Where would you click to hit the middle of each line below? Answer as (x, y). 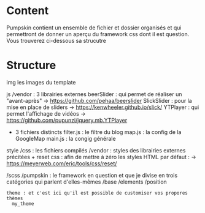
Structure (31, 65)
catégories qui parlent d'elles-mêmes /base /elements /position (87, 182)
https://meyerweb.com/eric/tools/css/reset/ (62, 163)
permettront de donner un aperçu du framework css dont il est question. (98, 34)
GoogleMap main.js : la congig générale (65, 138)
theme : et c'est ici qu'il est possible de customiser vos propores (97, 193)
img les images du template (41, 82)
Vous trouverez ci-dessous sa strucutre (56, 40)
